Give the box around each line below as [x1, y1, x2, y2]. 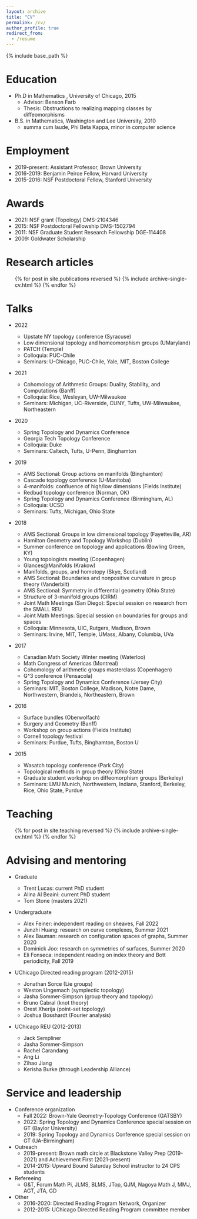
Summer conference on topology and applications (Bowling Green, [23, 543, 185, 550]
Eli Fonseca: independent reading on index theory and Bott [23, 951, 166, 958]
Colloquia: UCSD [23, 501, 65, 508]
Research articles [6, 256, 94, 269]
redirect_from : [6, 31, 44, 37]
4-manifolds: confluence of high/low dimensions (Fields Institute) [23, 482, 182, 489]
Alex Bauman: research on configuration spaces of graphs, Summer [23, 932, 188, 939]
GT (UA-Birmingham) [23, 1137, 75, 1144]
